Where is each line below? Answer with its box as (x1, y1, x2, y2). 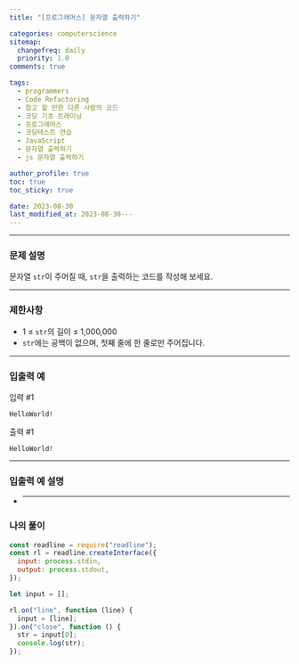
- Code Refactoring (17, 94, 90, 103)
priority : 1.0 (17, 54, 69, 63)
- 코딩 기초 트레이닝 (17, 111, 83, 120)
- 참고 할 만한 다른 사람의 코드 (17, 103, 118, 112)
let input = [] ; (9, 589, 69, 598)
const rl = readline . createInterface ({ (9, 549, 158, 558)
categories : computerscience (9, 29, 117, 38)
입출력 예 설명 (9, 474, 65, 487)
